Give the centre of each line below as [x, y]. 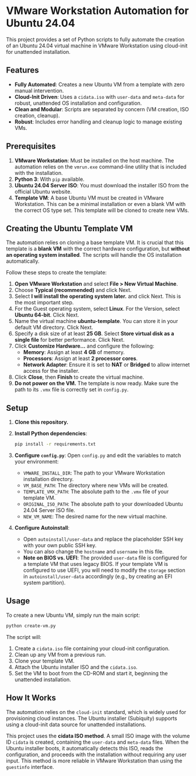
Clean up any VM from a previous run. [60, 654]
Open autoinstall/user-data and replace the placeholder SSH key [103, 539]
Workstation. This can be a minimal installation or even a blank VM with [100, 204]
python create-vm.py [31, 626]
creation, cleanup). [37, 115]
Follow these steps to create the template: [56, 273]
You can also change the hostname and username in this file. [94, 552]
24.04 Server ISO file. [49, 510]
